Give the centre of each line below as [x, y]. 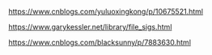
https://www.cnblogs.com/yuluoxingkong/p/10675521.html [106, 12]
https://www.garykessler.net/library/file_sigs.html [90, 27]
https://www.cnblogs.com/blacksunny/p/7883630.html [100, 42]
